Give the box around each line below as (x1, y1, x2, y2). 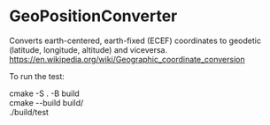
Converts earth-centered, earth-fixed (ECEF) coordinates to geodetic (9, 35, 261, 46)
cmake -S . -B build (9, 88, 80, 99)
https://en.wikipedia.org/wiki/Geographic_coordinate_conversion (9, 54, 245, 64)
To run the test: (9, 70, 65, 81)
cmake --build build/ (9, 97, 84, 107)
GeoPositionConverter (9, 6, 178, 26)
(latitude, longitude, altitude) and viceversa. (9, 44, 168, 55)
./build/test (9, 107, 49, 117)
